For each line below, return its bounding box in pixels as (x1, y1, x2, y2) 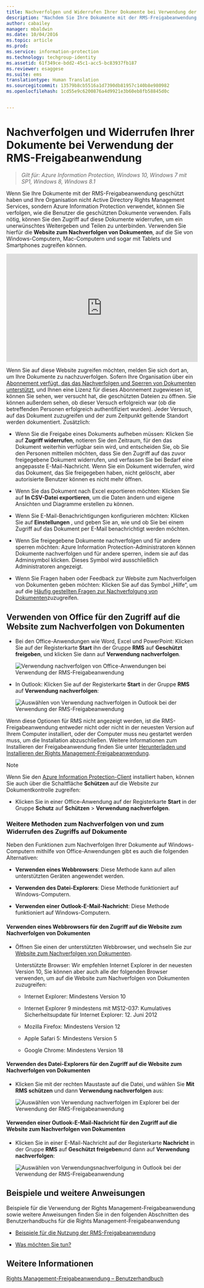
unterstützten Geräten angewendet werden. (15, 873, 125, 880)
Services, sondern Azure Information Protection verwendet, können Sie (6, 202, 185, 210)
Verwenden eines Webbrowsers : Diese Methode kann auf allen (15, 866, 176, 873)
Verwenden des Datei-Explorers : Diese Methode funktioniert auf (15, 884, 179, 892)
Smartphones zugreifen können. (6, 241, 87, 249)
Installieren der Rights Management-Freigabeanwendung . (6, 750, 151, 757)
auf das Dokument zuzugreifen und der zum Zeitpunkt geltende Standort (6, 412, 189, 420)
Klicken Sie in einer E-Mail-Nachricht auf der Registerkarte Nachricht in (15, 1139, 195, 1147)
